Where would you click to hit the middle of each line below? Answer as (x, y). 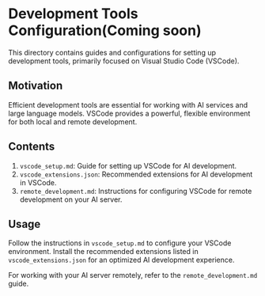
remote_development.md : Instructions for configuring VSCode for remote (136, 191)
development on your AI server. (71, 199)
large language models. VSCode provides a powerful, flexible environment (129, 113)
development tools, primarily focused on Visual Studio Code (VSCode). (124, 61)
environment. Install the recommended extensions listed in (104, 252)
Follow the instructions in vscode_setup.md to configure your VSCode (120, 243)
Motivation (36, 86)
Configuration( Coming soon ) (105, 30)
